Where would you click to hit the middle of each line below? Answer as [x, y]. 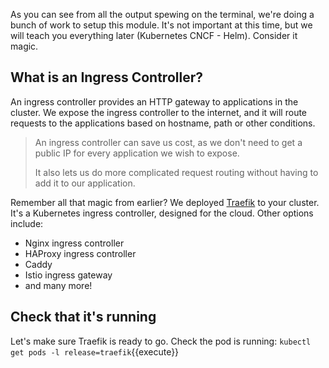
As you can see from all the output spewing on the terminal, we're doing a [162, 14]
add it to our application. [85, 183]
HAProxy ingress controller [80, 253]
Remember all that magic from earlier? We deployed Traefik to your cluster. [165, 202]
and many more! [58, 285]
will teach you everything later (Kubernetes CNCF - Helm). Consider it [154, 35]
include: [27, 223]
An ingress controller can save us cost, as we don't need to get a [168, 142]
